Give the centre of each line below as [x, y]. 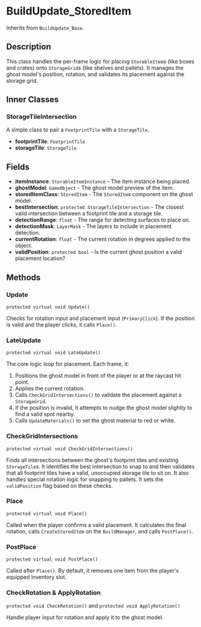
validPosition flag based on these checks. [60, 485]
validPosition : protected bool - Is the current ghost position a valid [98, 252]
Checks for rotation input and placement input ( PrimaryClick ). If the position [100, 318]
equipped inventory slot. [36, 577]
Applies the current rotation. [50, 389]
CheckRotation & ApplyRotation [54, 593]
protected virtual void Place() [47, 514]
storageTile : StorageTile [46, 148]
